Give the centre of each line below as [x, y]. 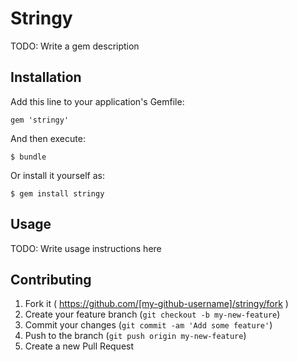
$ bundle [28, 157]
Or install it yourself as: [57, 175]
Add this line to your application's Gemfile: [97, 101]
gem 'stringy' [40, 120]
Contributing [51, 279]
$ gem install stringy [57, 193]
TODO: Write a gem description [75, 46]
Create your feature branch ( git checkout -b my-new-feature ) [152, 314]
